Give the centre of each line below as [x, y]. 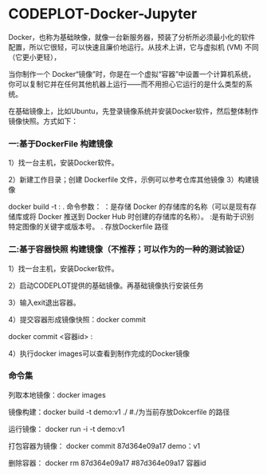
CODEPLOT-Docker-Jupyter [103, 14]
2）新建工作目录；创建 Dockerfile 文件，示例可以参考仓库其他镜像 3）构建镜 [133, 180]
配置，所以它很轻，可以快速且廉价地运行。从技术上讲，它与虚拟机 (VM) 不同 [133, 47]
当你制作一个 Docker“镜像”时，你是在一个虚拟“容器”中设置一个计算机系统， [132, 74]
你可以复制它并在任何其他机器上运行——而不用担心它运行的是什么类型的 [127, 84]
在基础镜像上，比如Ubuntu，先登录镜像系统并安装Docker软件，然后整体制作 [133, 111]
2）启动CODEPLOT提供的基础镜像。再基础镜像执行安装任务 [106, 285]
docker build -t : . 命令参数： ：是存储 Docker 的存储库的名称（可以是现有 [129, 207]
